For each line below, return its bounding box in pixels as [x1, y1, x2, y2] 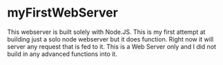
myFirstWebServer [7, 5, 119, 21]
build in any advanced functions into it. [7, 50, 117, 58]
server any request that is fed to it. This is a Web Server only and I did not [7, 42, 216, 50]
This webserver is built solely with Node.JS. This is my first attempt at [7, 28, 206, 36]
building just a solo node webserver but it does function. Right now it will [7, 35, 214, 43]
